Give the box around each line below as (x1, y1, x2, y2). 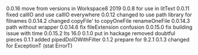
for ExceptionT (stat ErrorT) (6, 42, 73, 49)
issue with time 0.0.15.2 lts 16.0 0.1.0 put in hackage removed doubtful (6, 30, 176, 37)
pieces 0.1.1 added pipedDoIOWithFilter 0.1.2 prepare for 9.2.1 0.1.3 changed (6, 36, 190, 43)
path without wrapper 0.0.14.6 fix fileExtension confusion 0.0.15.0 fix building (6, 23, 193, 30)
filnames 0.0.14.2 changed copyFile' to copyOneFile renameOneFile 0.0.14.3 (6, 18, 190, 24)
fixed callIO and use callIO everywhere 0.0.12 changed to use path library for (6, 11, 192, 18)
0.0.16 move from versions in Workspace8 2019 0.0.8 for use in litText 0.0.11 (6, 5, 190, 12)
